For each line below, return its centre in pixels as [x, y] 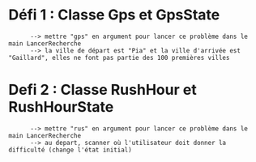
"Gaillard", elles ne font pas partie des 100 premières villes [119, 58]
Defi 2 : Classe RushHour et [102, 90]
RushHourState [61, 107]
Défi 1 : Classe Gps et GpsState [114, 15]
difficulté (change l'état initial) [70, 150]
